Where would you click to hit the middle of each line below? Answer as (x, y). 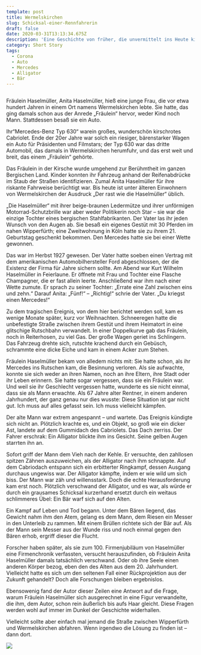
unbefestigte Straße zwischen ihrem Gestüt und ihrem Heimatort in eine (95, 325)
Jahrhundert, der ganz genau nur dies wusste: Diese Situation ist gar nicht (98, 399)
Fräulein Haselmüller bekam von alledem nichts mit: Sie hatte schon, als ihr (98, 361)
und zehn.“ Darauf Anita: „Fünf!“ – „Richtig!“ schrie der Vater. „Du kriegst (96, 293)
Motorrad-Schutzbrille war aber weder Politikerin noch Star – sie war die (95, 212)
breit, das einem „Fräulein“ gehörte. (50, 157)
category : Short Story (34, 46)
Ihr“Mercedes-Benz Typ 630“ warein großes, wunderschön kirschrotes (94, 132)
